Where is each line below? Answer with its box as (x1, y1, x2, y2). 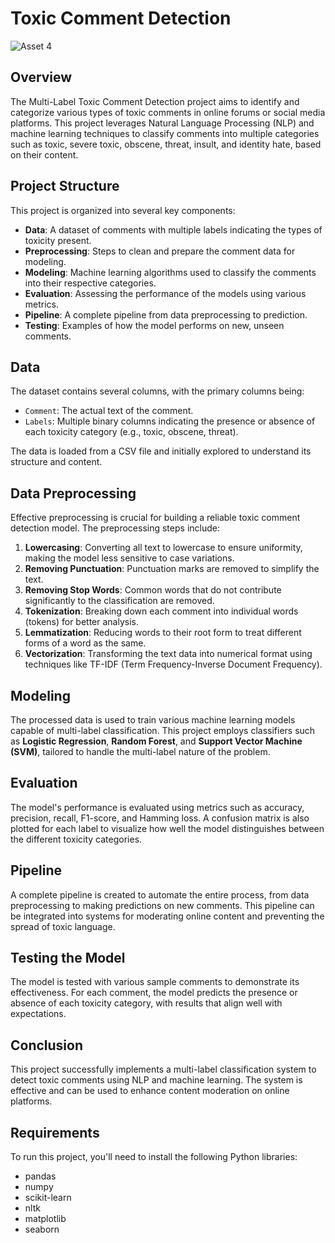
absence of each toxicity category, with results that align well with (10, 997, 283, 1009)
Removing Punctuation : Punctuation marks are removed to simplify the (24, 563, 320, 575)
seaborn (24, 1223, 60, 1236)
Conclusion (10, 1037, 84, 1054)
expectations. (10, 1008, 67, 1020)
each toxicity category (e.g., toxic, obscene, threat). (24, 426, 239, 438)
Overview (10, 69, 73, 86)
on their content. (10, 148, 79, 161)
